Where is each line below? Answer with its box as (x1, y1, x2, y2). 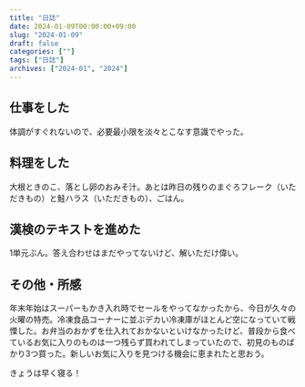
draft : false (9, 38, 59, 48)
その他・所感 (9, 277, 82, 292)
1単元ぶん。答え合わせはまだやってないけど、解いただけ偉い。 (9, 248, 244, 259)
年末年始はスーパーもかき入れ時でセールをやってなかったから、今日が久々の (9, 302, 297, 314)
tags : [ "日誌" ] (9, 56, 65, 65)
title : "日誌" (9, 13, 61, 23)
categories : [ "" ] (9, 47, 76, 56)
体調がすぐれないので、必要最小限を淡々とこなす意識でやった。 (9, 126, 249, 137)
